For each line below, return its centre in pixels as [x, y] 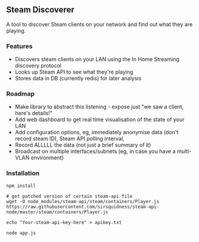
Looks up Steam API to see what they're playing [74, 72]
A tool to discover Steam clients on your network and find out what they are [99, 24]
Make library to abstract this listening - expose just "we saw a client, [99, 107]
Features [19, 46]
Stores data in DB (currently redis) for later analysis [78, 78]
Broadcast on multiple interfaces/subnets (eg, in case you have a [95, 152]
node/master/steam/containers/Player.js [58, 212]
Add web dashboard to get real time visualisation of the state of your [99, 120]
